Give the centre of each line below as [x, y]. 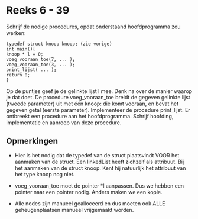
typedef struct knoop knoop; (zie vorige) [59, 44]
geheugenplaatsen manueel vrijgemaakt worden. [74, 210]
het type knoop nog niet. [45, 174]
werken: [16, 33]
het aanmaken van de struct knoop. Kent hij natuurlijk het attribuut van [100, 168]
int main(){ [21, 49]
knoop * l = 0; [25, 54]
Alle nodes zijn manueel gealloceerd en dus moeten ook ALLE [90, 203]
